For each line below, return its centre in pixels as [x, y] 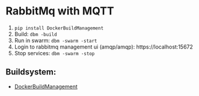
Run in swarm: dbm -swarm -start [56, 40]
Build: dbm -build [36, 34]
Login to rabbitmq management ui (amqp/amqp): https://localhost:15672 [104, 47]
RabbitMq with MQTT [60, 11]
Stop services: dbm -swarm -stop [54, 53]
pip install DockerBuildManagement [59, 28]
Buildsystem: [31, 72]
